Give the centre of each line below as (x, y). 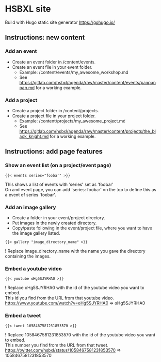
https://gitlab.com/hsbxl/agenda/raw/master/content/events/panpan (88, 82)
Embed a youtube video (33, 269)
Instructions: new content (45, 38)
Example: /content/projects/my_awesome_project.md (72, 121)
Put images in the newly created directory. (54, 223)
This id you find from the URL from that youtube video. (59, 298)
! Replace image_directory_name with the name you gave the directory (75, 251)
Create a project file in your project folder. (54, 116)
